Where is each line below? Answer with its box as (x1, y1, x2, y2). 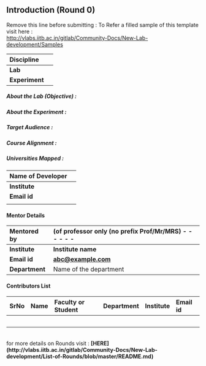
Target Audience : (6, 124, 53, 131)
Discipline (9, 55, 39, 64)
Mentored (9, 227, 39, 235)
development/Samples (6, 40, 63, 48)
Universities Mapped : (6, 154, 64, 162)
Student (54, 305, 78, 314)
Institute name (53, 245, 97, 254)
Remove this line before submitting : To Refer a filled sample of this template (6, 21, 199, 28)
